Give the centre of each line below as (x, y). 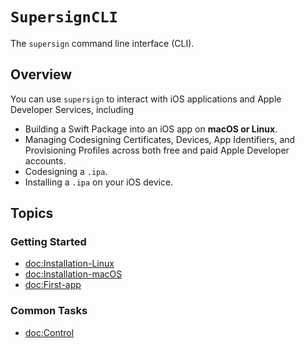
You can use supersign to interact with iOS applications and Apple (146, 99)
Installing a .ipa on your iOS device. (99, 182)
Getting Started (48, 242)
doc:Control (49, 332)
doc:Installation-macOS (73, 274)
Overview (41, 74)
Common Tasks (49, 311)
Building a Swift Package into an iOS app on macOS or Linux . (151, 129)
